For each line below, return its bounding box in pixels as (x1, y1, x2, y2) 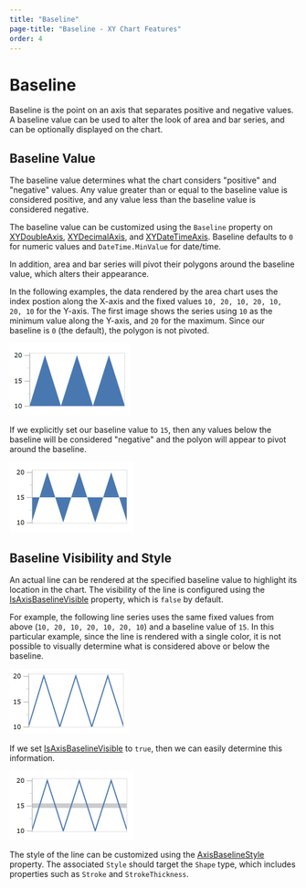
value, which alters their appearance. (9, 269, 149, 280)
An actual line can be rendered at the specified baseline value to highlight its (9, 574, 298, 585)
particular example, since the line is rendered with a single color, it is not (9, 630, 281, 641)
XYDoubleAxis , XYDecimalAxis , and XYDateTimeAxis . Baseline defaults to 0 (9, 231, 294, 242)
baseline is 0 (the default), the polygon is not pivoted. (9, 325, 210, 336)
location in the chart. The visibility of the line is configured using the (9, 584, 265, 595)
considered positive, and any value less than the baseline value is (9, 195, 256, 206)
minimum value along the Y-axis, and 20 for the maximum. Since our (9, 315, 265, 326)
